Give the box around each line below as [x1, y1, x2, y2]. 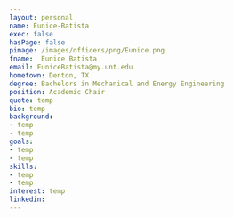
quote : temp [9, 95, 53, 105]
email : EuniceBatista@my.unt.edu [9, 63, 133, 72]
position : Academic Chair [9, 87, 105, 96]
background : [9, 112, 53, 121]
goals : [9, 137, 34, 146]
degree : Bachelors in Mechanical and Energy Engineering [9, 79, 225, 88]
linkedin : [9, 195, 46, 205]
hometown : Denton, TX [9, 71, 90, 80]
